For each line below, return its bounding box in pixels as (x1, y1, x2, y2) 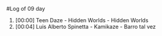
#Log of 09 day (6, 5, 45, 12)
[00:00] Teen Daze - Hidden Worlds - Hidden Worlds (15, 17, 149, 23)
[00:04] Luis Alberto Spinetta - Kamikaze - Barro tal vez (15, 23, 156, 30)
